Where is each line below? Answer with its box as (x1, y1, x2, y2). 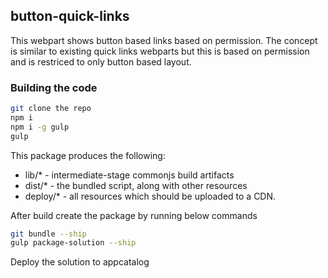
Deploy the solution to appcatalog (10, 256, 150, 268)
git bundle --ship (10, 229, 87, 239)
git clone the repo (10, 104, 92, 114)
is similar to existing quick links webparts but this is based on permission (10, 45, 310, 57)
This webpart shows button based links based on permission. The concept (10, 34, 318, 46)
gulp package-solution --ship (10, 238, 137, 248)
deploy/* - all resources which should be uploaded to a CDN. (24, 190, 277, 202)
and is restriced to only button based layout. (10, 55, 192, 68)
